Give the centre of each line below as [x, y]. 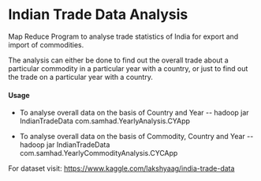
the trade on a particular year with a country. [81, 77]
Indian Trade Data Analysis [98, 15]
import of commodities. [46, 44]
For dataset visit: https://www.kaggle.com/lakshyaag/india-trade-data [121, 168]
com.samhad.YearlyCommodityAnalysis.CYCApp [99, 153]
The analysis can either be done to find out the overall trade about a [118, 60]
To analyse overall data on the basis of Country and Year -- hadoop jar [134, 113]
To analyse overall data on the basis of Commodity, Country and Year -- [136, 137]
